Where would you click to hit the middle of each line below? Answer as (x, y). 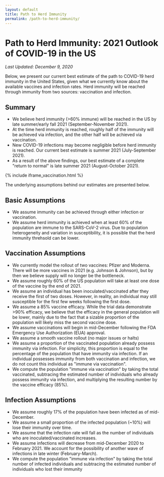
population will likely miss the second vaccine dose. (64, 322)
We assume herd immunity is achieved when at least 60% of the (77, 222)
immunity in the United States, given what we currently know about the (77, 82)
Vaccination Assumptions (45, 253)
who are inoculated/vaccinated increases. (54, 438)
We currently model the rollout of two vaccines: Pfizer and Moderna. (81, 265)
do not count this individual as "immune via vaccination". (69, 364)
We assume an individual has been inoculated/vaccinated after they (80, 291)
